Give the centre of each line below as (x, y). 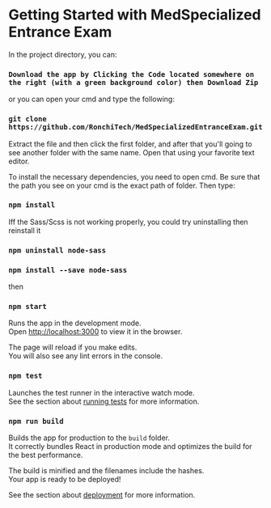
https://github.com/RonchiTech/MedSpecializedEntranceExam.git (135, 127)
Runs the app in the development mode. (75, 323)
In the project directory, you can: (63, 54)
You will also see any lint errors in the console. (86, 356)
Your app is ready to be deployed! (65, 479)
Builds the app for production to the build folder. (89, 438)
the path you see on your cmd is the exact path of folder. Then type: (122, 185)
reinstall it (25, 230)
